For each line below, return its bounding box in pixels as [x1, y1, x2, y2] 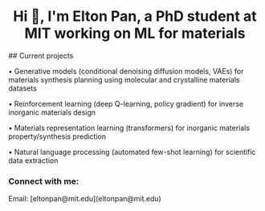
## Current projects [8, 51, 74, 60]
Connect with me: [8, 176, 79, 187]
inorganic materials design [8, 108, 96, 117]
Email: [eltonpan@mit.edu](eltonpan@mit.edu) [8, 194, 162, 204]
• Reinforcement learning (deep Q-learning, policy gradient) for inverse [8, 99, 243, 108]
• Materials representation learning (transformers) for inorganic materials [8, 123, 251, 132]
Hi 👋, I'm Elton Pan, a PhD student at [13, 7, 257, 26]
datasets [8, 83, 38, 93]
